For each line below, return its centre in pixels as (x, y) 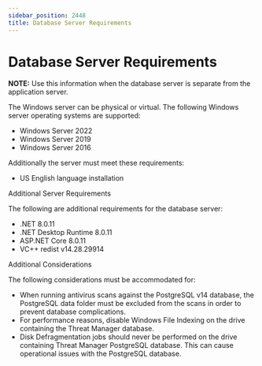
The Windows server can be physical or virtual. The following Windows (124, 107)
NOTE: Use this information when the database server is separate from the (129, 84)
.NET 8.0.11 (37, 224)
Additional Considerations (50, 264)
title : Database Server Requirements (70, 23)
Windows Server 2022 (56, 131)
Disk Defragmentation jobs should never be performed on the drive (128, 337)
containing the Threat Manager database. (87, 329)
